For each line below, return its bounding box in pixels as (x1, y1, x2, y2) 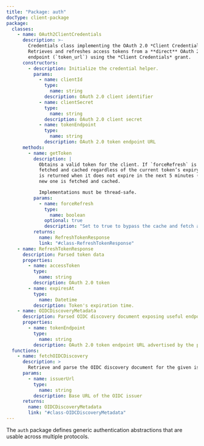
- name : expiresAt (28, 285, 75, 292)
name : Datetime (38, 297, 78, 303)
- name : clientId (38, 77, 83, 83)
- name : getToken (28, 150, 72, 156)
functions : (12, 348, 39, 354)
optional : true (44, 218, 83, 224)
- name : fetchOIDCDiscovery (17, 353, 88, 359)
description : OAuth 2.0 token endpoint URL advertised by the (33, 341, 194, 348)
